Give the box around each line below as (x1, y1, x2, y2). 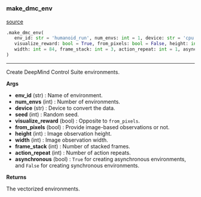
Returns (6, 173, 27, 181)
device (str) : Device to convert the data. (14, 104, 115, 112)
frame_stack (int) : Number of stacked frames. (14, 142, 130, 150)
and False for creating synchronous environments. (14, 162, 139, 169)
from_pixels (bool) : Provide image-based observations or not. (14, 123, 170, 130)
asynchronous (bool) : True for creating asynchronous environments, (14, 155, 187, 163)
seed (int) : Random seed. (14, 111, 80, 118)
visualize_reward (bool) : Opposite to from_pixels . (14, 117, 141, 124)
